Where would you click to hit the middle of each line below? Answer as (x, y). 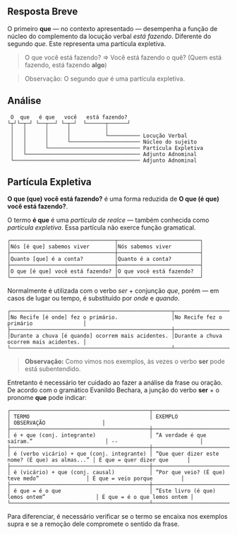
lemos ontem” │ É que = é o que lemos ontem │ (101, 498)
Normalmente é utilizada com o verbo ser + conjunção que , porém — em (113, 291)
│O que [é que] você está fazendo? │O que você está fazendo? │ (105, 271)
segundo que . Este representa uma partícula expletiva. (87, 43)
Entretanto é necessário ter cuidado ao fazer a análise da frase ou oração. (115, 383)
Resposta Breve (43, 12)
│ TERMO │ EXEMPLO (93, 417)
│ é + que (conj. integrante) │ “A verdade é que (107, 435)
